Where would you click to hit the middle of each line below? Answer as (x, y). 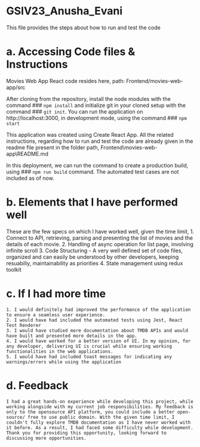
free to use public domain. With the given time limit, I (101, 417)
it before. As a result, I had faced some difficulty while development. (100, 428)
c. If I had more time (56, 293)
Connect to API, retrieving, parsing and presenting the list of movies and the (99, 238)
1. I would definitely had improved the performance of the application (99, 310)
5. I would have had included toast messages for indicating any (89, 357)
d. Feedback (37, 385)
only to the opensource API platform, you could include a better (90, 412)
